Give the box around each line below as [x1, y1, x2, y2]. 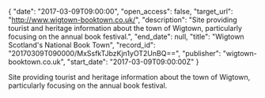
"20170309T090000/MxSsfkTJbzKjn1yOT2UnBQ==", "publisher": [8, 49, 221, 58]
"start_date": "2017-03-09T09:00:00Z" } [66, 57, 199, 66]
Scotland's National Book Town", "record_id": [8, 40, 156, 50]
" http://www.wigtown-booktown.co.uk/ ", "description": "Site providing [8, 15, 237, 24]
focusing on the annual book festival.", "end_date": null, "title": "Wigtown [8, 32, 244, 41]
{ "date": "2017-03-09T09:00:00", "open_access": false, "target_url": [8, 7, 233, 16]
